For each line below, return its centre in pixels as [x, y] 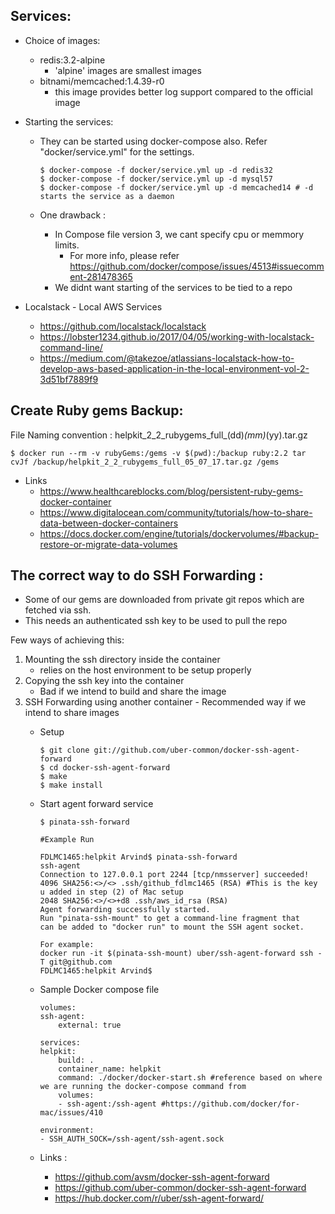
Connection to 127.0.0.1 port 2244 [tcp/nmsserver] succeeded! [174, 875]
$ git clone [64, 750]
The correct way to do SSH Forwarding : [137, 575]
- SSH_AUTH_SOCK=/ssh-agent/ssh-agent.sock [132, 1139]
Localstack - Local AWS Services [93, 306]
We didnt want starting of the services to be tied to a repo [173, 287]
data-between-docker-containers [109, 523]
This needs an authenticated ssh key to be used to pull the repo [156, 621]
